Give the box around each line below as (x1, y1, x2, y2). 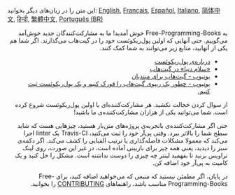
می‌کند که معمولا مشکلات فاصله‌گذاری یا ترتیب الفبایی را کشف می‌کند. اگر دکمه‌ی (17, 136, 228, 145)
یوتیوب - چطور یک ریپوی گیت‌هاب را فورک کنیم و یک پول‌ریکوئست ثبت (27, 80, 211, 87)
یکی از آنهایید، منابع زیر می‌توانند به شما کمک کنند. (99, 44, 228, 52)
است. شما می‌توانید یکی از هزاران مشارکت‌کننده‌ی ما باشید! (73, 108, 228, 116)
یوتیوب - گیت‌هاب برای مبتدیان (131, 72, 211, 80)
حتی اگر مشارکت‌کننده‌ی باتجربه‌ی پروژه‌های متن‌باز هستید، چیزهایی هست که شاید (17, 122, 228, 129)
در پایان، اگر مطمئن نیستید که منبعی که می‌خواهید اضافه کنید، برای (55, 172, 228, 180)
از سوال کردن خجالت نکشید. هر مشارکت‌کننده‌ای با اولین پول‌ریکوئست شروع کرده (15, 101, 228, 108)
